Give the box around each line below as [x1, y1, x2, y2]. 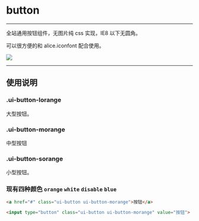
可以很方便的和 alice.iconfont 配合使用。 [6, 42, 105, 49]
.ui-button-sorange [6, 155, 63, 163]
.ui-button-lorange [6, 96, 62, 104]
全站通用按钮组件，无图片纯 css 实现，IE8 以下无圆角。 [6, 29, 141, 36]
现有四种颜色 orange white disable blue [6, 185, 117, 193]
